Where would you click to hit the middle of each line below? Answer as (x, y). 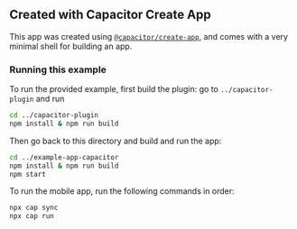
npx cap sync (34, 208)
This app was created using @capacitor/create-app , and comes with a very (149, 36)
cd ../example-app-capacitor (64, 157)
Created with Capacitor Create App (110, 15)
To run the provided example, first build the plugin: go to (114, 89)
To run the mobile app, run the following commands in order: (122, 191)
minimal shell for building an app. (71, 46)
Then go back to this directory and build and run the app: (116, 141)
